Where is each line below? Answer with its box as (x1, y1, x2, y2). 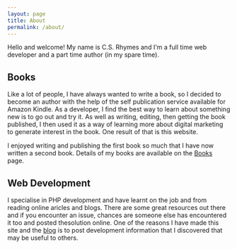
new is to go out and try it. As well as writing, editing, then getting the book (7, 113, 226, 121)
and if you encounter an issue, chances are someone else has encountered (7, 211, 227, 219)
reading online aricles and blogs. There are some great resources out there (7, 204, 226, 211)
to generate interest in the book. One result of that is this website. (7, 128, 199, 136)
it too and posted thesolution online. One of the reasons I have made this (7, 218, 219, 227)
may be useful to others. (7, 233, 79, 242)
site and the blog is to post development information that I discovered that (7, 226, 223, 234)
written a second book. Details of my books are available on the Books (7, 149, 213, 157)
